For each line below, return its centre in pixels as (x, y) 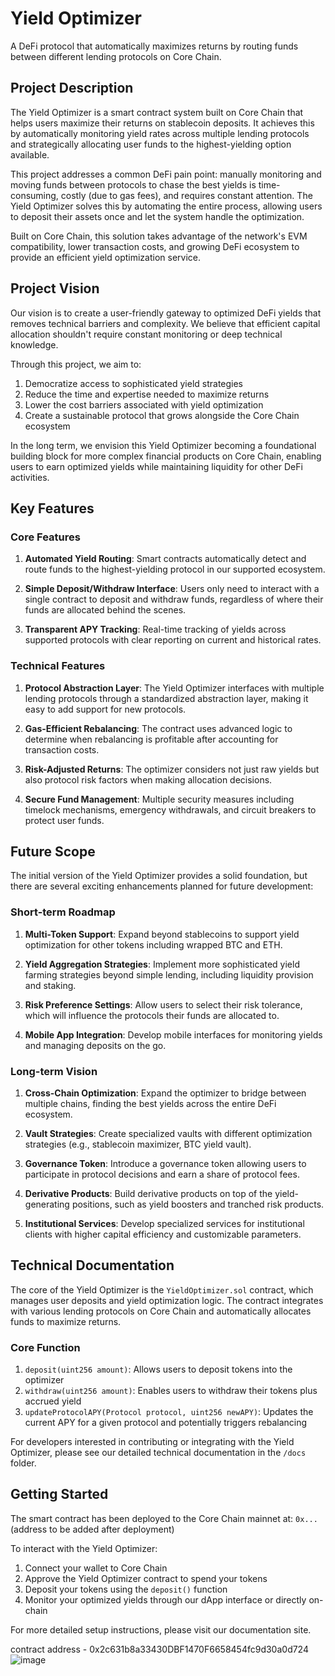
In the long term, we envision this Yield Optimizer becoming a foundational (163, 445)
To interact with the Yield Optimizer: (84, 1548)
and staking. (50, 985)
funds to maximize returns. (66, 1321)
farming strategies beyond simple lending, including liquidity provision (169, 974)
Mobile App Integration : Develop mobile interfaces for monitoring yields (173, 1034)
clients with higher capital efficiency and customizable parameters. (163, 1234)
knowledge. (34, 344)
